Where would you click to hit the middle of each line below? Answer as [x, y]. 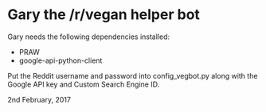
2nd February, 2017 [39, 99]
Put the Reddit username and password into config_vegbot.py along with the [133, 75]
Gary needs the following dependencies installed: [89, 37]
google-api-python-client [61, 60]
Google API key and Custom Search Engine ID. [84, 84]
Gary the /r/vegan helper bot [104, 15]
